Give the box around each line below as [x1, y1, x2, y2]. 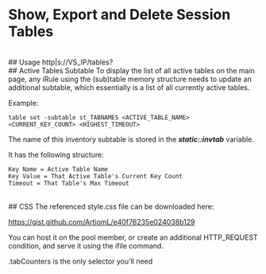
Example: [8, 98, 39, 108]
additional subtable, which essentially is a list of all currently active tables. [8, 82, 250, 92]
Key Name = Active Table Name [8, 165, 109, 173]
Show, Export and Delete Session [8, 6, 231, 24]
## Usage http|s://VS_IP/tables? [8, 57, 114, 67]
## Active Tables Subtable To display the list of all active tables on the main [8, 65, 256, 75]
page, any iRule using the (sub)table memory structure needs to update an [8, 74, 252, 84]
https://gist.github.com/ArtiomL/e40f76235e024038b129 [8, 217, 195, 226]
